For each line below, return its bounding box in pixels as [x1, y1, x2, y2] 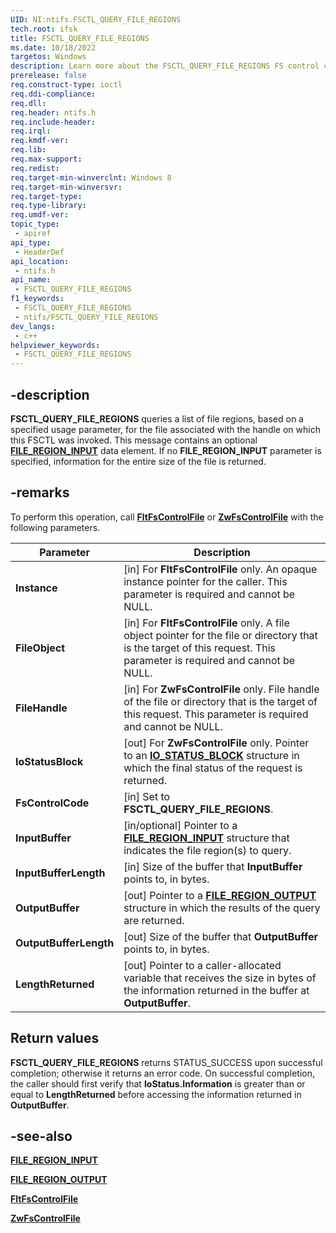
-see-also [10, 1127, 73, 1145]
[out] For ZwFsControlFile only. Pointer [123, 736, 310, 750]
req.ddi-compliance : [10, 89, 97, 99]
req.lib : [10, 145, 47, 155]
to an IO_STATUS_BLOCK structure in [123, 748, 300, 762]
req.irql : [10, 126, 52, 136]
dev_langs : [10, 321, 56, 331]
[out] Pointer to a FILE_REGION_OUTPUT [123, 888, 317, 902]
